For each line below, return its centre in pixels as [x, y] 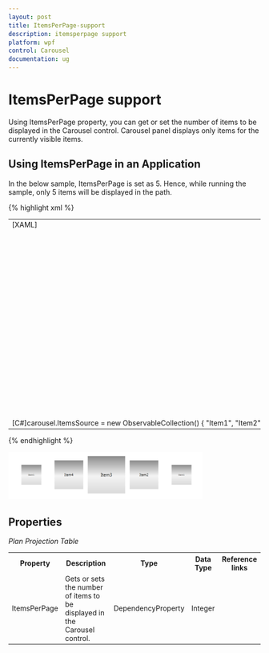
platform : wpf [32, 42]
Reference [239, 559]
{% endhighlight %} [41, 441]
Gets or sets [85, 578]
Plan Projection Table [44, 542]
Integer [203, 608]
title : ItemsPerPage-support [57, 25]
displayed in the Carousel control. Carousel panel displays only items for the [134, 130]
